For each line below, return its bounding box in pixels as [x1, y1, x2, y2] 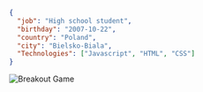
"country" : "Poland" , [17, 33, 97, 42]
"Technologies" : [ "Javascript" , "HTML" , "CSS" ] [17, 50, 196, 58]
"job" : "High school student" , [17, 16, 132, 26]
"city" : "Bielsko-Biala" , [17, 41, 113, 50]
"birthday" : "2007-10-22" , [17, 25, 117, 34]
